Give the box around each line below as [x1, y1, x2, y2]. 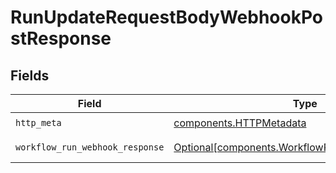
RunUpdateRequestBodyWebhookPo [10, 6, 324, 29]
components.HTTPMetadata [173, 116, 307, 130]
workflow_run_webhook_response [15, 142, 165, 153]
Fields [10, 67, 50, 84]
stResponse [10, 27, 112, 50]
